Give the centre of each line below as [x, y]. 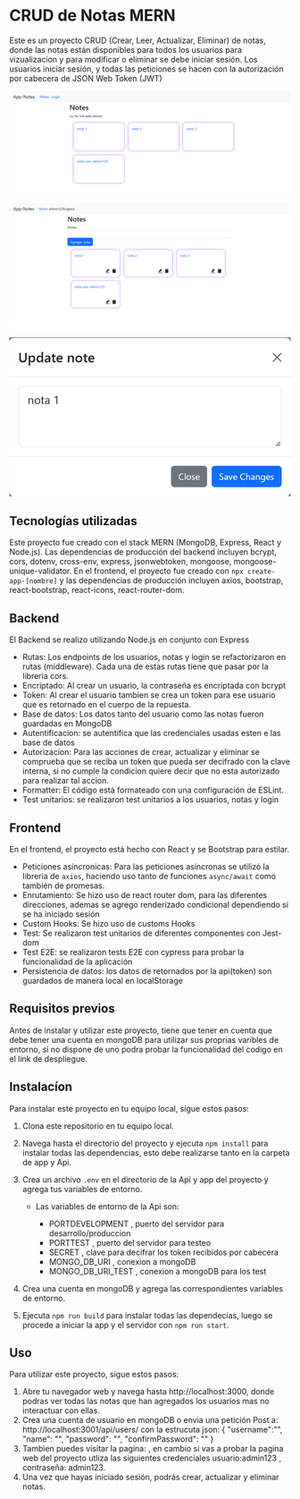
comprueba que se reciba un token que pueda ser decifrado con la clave [156, 762]
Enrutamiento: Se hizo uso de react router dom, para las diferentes [145, 895]
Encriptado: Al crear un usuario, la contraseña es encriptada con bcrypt [154, 686]
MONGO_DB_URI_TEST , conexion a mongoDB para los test [158, 1271]
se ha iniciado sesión [61, 914]
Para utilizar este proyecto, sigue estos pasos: [94, 1375]
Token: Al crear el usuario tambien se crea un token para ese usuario [149, 695]
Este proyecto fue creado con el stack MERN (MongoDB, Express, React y [145, 543]
